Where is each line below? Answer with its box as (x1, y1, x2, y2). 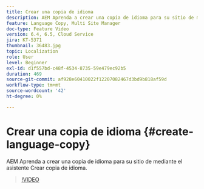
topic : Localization (6, 48, 59, 55)
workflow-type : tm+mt (6, 82, 61, 88)
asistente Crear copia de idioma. (6, 164, 87, 171)
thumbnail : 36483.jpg (6, 43, 61, 49)
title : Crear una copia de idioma (6, 8, 94, 15)
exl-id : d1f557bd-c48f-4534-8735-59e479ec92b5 (6, 65, 126, 71)
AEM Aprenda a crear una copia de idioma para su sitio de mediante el (6, 157, 183, 165)
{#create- (143, 125, 194, 138)
